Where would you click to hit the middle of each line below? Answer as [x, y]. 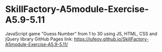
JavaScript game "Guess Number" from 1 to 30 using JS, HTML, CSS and [81, 33]
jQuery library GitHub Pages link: [39, 39]
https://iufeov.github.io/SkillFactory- [111, 39]
